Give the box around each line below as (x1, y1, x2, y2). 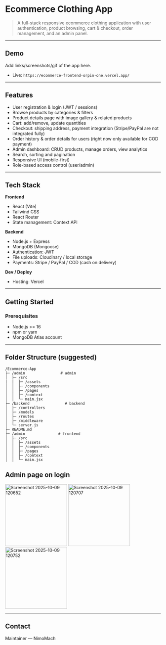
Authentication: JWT (12, 249, 54, 255)
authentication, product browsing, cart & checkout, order (17, 25, 133, 31)
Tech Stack (5, 181, 41, 189)
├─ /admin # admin (5, 370, 77, 375)
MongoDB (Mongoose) (12, 244, 59, 250)
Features (5, 91, 33, 99)
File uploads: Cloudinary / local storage (12, 254, 92, 260)
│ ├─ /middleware (5, 418, 43, 423)
